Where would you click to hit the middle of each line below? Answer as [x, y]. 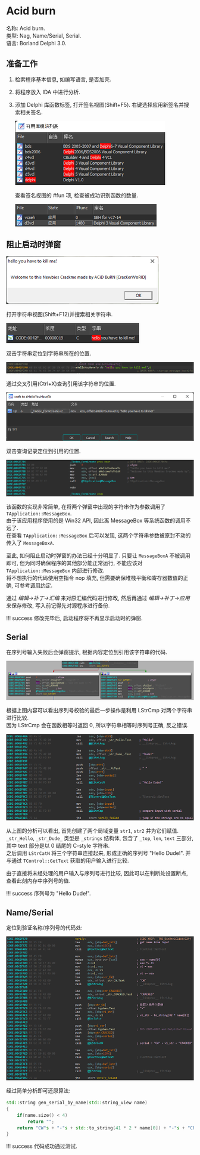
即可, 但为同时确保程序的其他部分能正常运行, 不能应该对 [74, 563]
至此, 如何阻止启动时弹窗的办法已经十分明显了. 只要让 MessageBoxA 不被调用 [98, 555]
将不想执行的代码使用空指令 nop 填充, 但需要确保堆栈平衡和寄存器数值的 [95, 577]
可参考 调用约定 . [33, 585]
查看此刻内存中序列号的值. [38, 881]
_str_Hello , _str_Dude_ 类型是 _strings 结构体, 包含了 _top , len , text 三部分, [100, 838]
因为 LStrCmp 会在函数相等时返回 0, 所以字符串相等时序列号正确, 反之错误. [98, 725]
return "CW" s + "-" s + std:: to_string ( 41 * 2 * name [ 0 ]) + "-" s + [101, 1128]
